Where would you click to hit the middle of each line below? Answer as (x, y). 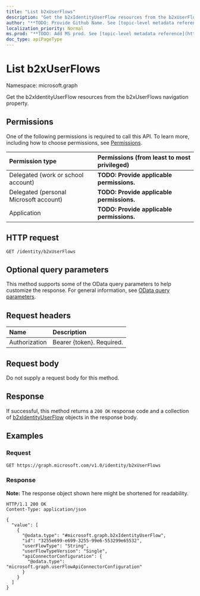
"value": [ (25, 525)
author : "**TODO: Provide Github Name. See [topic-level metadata (90, 23)
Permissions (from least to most (144, 157)
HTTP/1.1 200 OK (26, 504)
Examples (25, 436)
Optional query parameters (57, 270)
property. (18, 103)
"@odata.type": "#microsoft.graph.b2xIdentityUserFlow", (94, 535)
